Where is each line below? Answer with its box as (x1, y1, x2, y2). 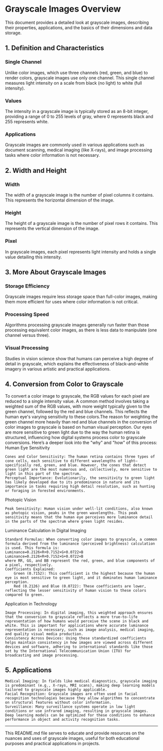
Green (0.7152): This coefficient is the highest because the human (14, 571, 155, 576)
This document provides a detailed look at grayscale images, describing (5, 19, 149, 25)
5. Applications (5, 666, 52, 674)
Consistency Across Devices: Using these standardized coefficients (5, 636, 147, 641)
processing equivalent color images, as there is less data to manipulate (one (5, 327, 157, 333)
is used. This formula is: (5, 545, 60, 550)
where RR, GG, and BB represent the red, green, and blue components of (5, 558, 155, 563)
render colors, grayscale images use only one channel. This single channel (5, 74, 155, 81)
